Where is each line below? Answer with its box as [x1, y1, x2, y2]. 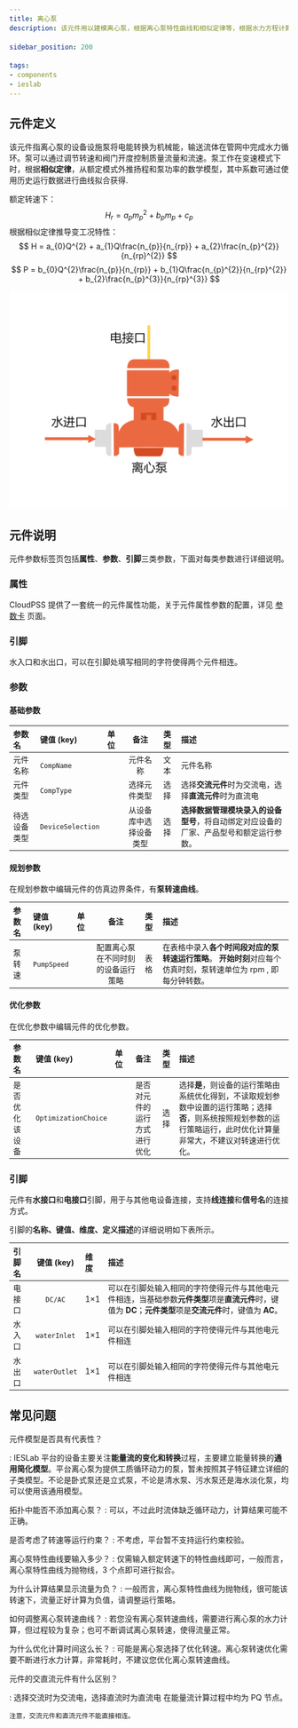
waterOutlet [33, 1367, 78, 1376]
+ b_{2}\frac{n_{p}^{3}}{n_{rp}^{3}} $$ [78, 273, 220, 284]
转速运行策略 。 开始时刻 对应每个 [162, 953, 282, 963]
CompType [39, 786, 73, 795]
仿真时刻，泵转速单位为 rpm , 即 [162, 964, 279, 975]
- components [9, 71, 58, 80]
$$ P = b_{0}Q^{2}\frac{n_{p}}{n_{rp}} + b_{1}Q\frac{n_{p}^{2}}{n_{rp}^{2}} [11, 265, 287, 275]
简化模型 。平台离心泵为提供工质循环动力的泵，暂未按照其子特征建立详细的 [16, 1463, 289, 1474]
